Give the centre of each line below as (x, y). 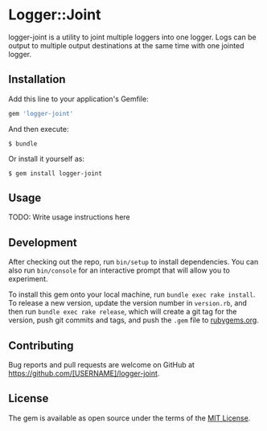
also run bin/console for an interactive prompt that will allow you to (119, 270)
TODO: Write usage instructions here (69, 217)
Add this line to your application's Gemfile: (78, 99)
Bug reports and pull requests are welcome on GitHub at (102, 365)
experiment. (28, 279)
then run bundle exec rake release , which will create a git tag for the (123, 312)
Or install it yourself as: (46, 158)
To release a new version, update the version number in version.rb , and (128, 303)
